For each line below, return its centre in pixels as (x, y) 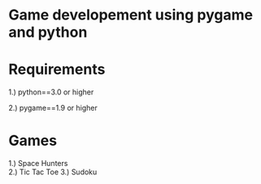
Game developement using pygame (131, 15)
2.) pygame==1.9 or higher (53, 108)
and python (48, 32)
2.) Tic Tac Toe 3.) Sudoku (53, 172)
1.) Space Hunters (38, 164)
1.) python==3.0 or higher (51, 92)
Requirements (57, 70)
